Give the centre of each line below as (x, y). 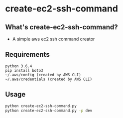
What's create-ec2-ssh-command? (61, 27)
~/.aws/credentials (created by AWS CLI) (49, 79)
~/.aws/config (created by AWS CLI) (43, 75)
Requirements (27, 55)
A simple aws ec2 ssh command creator (54, 39)
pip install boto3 (24, 70)
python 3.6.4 (19, 66)
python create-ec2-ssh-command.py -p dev (49, 111)
